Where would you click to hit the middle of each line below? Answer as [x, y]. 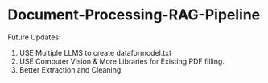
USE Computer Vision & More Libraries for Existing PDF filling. [122, 61]
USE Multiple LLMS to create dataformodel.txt [95, 52]
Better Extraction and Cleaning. [71, 69]
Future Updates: [34, 37]
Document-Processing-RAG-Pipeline [134, 15]
